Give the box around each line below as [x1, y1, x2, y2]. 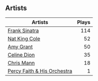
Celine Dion [7, 51, 35, 58]
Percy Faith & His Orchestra [7, 67, 72, 74]
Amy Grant [7, 43, 33, 50]
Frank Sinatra [7, 27, 39, 34]
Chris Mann [7, 59, 35, 66]
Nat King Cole [7, 35, 40, 42]
